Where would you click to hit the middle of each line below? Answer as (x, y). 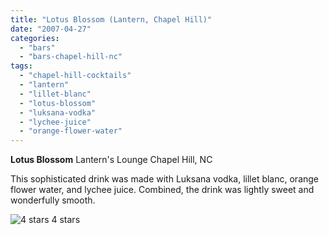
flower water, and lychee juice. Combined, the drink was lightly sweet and (162, 190)
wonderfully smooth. (53, 200)
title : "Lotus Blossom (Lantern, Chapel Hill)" (111, 19)
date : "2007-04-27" (51, 29)
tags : (21, 66)
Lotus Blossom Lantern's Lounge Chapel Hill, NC (111, 160)
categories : (35, 38)
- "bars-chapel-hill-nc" (71, 57)
